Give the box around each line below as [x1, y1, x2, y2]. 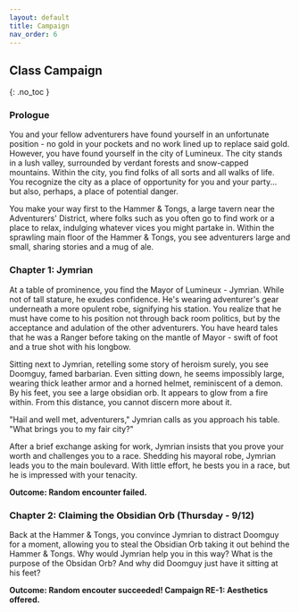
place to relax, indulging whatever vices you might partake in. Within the [9, 223, 275, 234]
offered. [9, 594, 40, 605]
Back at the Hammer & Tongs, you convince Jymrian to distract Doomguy [9, 530, 279, 540]
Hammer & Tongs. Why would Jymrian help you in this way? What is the [9, 548, 274, 559]
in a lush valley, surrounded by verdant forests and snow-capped [9, 157, 249, 168]
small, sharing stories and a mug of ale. [9, 242, 154, 252]
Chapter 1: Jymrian [9, 264, 94, 276]
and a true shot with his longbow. [9, 341, 131, 352]
